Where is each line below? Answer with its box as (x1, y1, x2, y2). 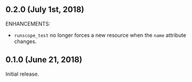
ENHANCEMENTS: (5, 20, 50, 27)
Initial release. (5, 70, 39, 77)
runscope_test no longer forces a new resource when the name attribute (14, 32, 186, 39)
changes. (14, 37, 37, 45)
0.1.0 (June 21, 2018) (5, 55, 83, 65)
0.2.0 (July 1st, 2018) (5, 5, 85, 15)
